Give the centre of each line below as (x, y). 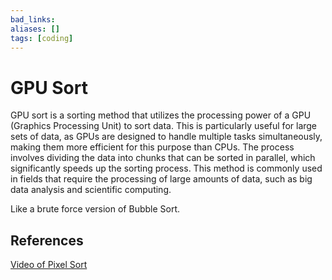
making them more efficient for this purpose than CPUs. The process (152, 147)
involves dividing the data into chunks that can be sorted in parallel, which (163, 158)
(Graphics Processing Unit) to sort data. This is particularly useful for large (164, 126)
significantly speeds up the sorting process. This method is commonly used (166, 168)
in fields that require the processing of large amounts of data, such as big (161, 179)
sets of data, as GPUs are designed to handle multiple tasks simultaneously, (166, 137)
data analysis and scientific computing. (91, 190)
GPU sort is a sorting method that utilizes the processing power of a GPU (161, 115)
